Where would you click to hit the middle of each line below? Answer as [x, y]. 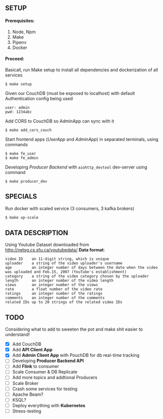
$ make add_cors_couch [28, 130]
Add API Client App [32, 350]
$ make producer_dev [26, 181]
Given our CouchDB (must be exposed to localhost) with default [70, 93]
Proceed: [15, 59]
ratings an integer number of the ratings [54, 293]
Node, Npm [24, 32]
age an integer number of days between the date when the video [81, 268]
